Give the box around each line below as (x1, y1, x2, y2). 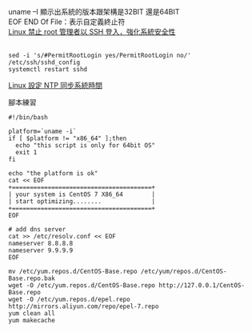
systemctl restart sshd (8, 66, 88, 74)
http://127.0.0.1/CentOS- (158, 282, 246, 290)
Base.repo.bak (8, 274, 56, 282)
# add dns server (8, 226, 66, 234)
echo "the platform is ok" (8, 170, 98, 178)
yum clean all (8, 310, 56, 318)
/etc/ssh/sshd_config (8, 58, 81, 66)
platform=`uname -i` (8, 127, 78, 135)
